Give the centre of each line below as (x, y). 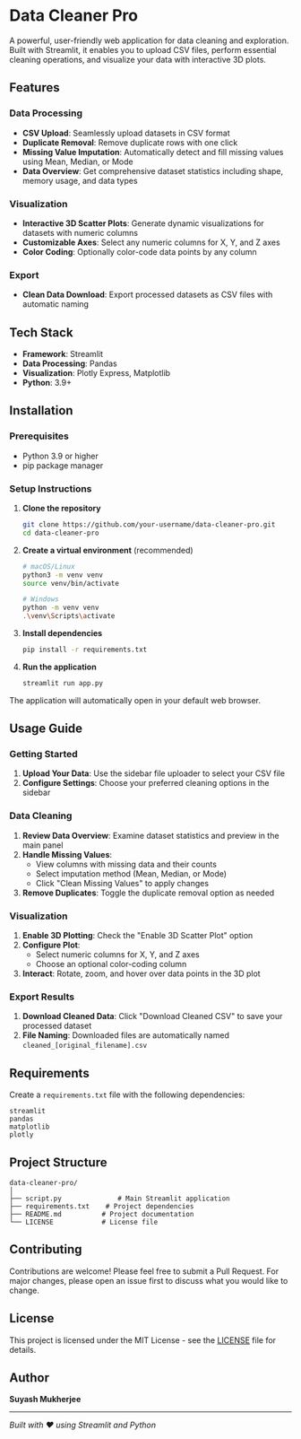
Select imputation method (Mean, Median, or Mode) (131, 873)
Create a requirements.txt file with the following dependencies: (127, 1095)
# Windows (41, 599)
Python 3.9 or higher (60, 456)
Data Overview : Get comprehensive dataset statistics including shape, (153, 170)
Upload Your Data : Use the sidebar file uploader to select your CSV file (153, 773)
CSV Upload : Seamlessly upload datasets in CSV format (126, 133)
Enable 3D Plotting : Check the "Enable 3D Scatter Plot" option (138, 936)
